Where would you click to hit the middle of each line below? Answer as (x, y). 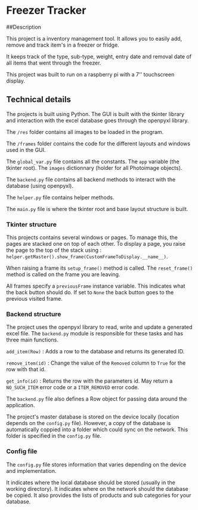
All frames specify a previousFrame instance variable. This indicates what (96, 286)
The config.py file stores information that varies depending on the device (96, 465)
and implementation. (31, 471)
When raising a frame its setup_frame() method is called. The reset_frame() (100, 268)
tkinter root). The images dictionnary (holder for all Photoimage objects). (94, 167)
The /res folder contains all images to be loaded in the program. (85, 132)
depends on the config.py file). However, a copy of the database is (89, 423)
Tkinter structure (31, 224)
